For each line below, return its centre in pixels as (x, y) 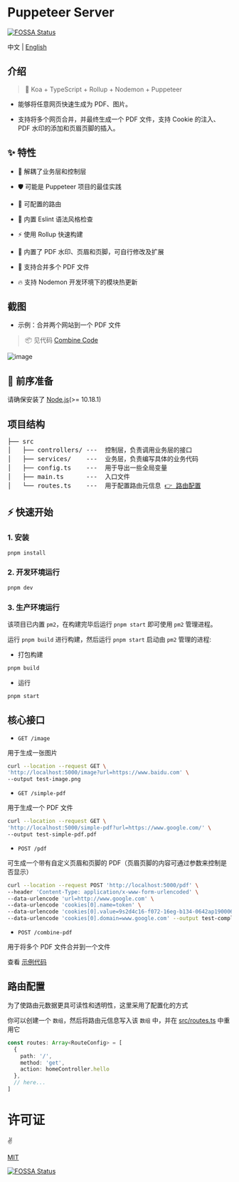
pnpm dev (20, 587)
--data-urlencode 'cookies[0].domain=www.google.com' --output (103, 919)
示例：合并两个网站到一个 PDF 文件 (69, 325)
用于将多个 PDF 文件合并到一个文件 (59, 947)
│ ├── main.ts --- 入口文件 (69, 476)
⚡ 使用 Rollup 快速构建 (50, 234)
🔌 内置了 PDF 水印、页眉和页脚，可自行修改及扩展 (91, 251)
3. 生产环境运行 (34, 607)
